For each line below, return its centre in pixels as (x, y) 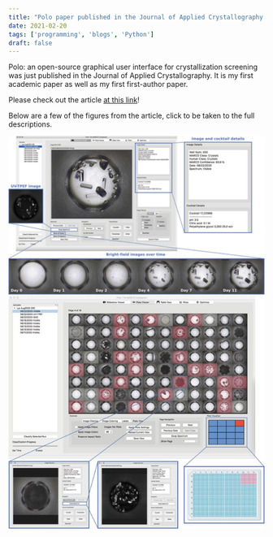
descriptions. (30, 124)
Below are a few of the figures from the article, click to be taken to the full (132, 116)
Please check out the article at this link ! (74, 100)
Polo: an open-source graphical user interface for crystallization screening (133, 67)
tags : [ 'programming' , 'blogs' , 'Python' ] (81, 34)
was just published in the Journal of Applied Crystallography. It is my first (131, 76)
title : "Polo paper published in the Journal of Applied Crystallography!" (139, 17)
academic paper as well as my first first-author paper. (98, 84)
